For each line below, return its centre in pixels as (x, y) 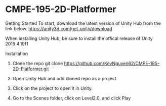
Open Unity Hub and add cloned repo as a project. (65, 78)
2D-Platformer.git (31, 69)
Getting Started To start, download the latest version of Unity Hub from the (83, 23)
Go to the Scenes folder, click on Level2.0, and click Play (72, 98)
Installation (17, 54)
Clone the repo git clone (38, 63)
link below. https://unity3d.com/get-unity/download (59, 28)
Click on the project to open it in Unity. (52, 88)
